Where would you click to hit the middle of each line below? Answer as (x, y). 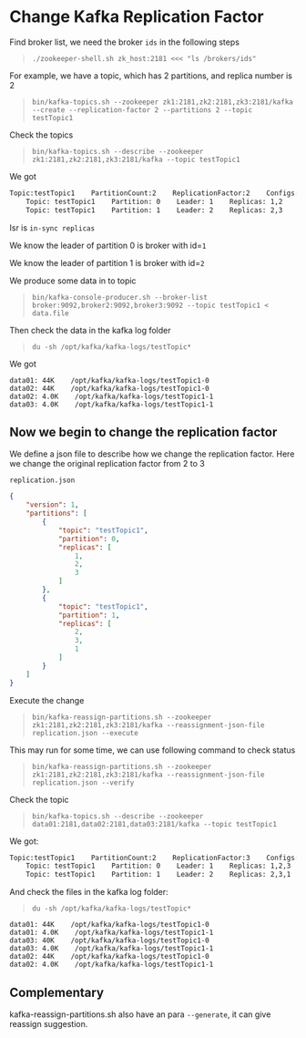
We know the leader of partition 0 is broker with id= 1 (108, 245)
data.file (51, 313)
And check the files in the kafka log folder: (89, 892)
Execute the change (47, 700)
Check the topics (41, 135)
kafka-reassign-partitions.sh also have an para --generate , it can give (140, 1014)
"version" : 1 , (52, 505)
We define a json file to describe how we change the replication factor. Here (152, 454)
